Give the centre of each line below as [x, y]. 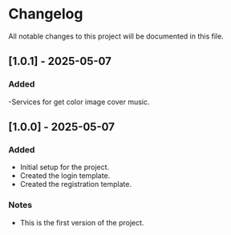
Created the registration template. [76, 184]
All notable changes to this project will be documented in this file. [116, 36]
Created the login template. [65, 176]
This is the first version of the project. [82, 222]
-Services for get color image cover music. [79, 102]
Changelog [46, 14]
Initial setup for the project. [65, 167]
